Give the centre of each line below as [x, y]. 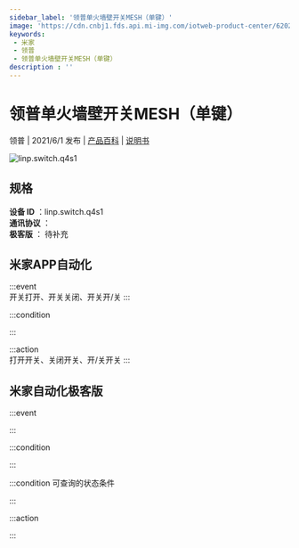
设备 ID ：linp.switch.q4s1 [57, 211]
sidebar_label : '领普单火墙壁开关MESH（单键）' [91, 17]
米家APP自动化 [50, 265]
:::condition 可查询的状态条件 [62, 483]
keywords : [28, 34]
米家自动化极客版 [56, 391]
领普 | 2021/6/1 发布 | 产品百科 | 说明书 [79, 140]
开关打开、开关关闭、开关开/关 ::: [70, 297]
